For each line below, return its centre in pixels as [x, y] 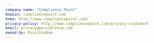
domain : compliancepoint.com [36, 14]
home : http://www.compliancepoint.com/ [47, 19]
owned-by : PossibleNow [29, 33]
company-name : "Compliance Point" [41, 10]
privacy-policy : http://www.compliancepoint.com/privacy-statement [77, 23]
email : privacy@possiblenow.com [39, 28]
